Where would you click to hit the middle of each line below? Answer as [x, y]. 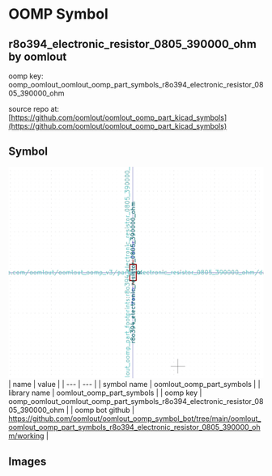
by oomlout [38, 56]
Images [28, 461]
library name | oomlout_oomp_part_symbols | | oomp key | [105, 393]
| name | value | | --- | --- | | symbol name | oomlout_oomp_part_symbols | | [134, 385]
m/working [26, 436]
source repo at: [34, 109]
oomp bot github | [105, 410]
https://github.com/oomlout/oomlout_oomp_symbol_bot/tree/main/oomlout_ [135, 419]
